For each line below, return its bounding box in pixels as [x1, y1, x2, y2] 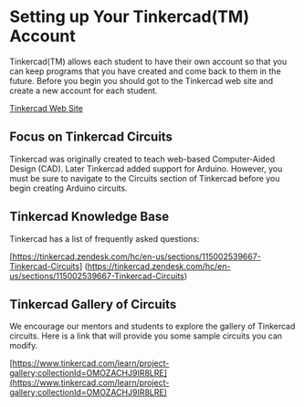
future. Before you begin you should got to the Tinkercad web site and [9, 75, 274, 86]
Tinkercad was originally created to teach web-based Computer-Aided [9, 153, 276, 164]
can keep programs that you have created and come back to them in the [9, 66, 281, 77]
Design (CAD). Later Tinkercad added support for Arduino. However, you [9, 162, 283, 174]
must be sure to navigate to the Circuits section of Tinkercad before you [9, 172, 280, 183]
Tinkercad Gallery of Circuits [9, 297, 177, 312]
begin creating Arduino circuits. [9, 183, 128, 193]
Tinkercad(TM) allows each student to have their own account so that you [9, 56, 288, 67]
